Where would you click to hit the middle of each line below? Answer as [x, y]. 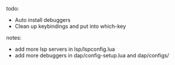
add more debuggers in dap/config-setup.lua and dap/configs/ [92, 55]
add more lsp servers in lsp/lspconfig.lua [65, 49]
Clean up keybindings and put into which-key [70, 26]
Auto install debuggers [43, 20]
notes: [14, 38]
